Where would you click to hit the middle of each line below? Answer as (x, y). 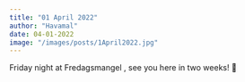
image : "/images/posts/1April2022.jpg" (84, 42)
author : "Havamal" (44, 26)
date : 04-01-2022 (42, 34)
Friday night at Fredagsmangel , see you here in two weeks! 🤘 (123, 68)
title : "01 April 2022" (54, 17)
